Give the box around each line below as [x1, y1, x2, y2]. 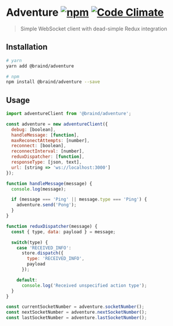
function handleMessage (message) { [6, 181, 93, 186]
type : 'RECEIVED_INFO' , [27, 256, 84, 262]
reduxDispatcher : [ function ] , [11, 154, 84, 160]
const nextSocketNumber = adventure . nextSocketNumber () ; [6, 310, 147, 315]
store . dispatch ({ [21, 250, 64, 256]
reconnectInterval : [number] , [11, 148, 84, 154]
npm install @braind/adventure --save [6, 79, 100, 85]
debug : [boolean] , [11, 126, 57, 133]
